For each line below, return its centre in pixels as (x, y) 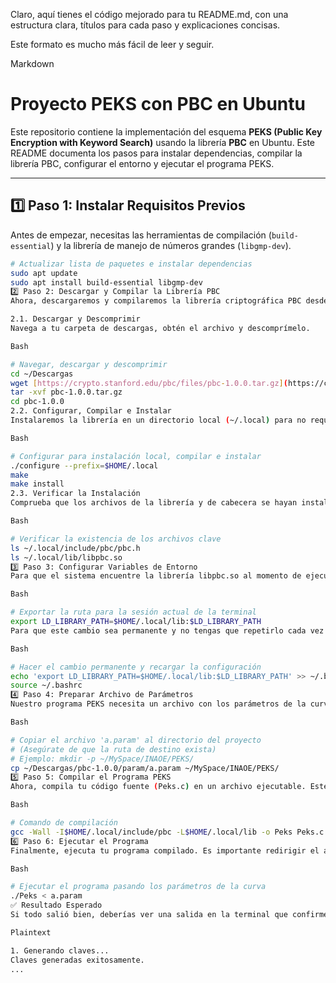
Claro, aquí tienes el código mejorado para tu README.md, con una (149, 14)
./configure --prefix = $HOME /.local (84, 465)
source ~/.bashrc (46, 685)
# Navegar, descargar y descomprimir (89, 364)
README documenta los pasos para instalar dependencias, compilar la (156, 153)
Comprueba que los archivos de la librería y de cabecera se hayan (154, 503)
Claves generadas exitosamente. (77, 960)
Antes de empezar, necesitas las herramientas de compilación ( (141, 235)
